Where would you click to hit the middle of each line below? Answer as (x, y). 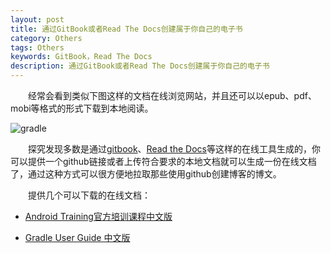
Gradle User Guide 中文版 (77, 237)
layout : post (37, 19)
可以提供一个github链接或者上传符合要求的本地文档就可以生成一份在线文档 (163, 161)
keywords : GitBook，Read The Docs (81, 57)
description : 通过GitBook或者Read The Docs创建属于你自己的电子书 (140, 66)
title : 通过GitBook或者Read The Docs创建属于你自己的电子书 (126, 29)
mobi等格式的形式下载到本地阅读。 (82, 108)
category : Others (46, 38)
